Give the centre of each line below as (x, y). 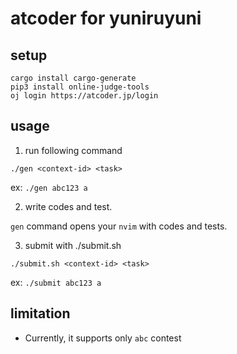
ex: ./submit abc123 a (56, 282)
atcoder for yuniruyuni (106, 18)
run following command (73, 150)
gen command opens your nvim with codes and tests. (119, 226)
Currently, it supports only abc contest (103, 338)
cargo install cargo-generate (73, 78)
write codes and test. (68, 206)
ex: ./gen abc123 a (49, 187)
